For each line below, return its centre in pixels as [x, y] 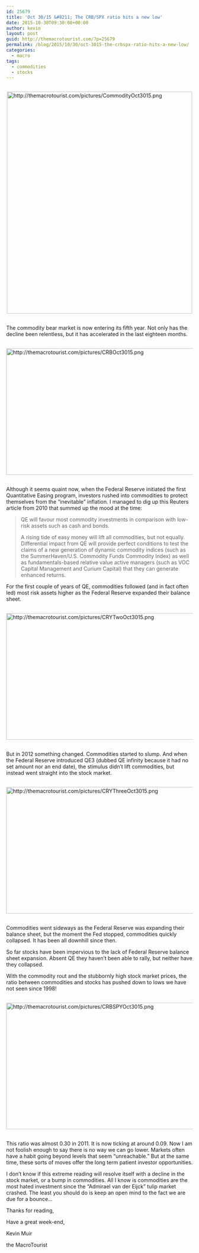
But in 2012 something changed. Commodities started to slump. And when [97, 754]
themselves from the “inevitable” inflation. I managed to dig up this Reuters [97, 502]
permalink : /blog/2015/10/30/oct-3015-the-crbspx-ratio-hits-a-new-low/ [98, 45]
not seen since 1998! [32, 988]
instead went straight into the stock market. [59, 773]
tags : [13, 61]
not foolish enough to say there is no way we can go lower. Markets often [96, 1150]
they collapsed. [25, 965]
